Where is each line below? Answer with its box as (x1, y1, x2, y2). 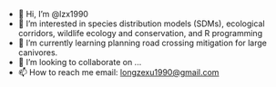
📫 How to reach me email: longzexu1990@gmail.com (17, 67, 220, 77)
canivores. (17, 47, 58, 58)
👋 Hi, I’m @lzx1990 (17, 9, 89, 19)
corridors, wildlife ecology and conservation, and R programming (17, 28, 262, 38)
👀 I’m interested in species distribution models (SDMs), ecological (17, 18, 266, 29)
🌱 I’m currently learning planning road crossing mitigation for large (17, 37, 267, 48)
